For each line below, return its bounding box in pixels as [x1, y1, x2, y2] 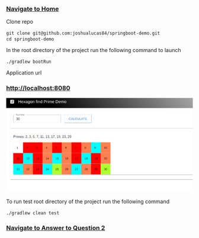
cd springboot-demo [6, 36, 54, 43]
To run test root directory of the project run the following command [6, 198, 170, 205]
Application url [6, 69, 42, 76]
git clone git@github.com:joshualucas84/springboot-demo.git [6, 30, 161, 37]
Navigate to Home [6, 5, 59, 13]
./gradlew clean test [6, 210, 60, 216]
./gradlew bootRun [6, 59, 52, 65]
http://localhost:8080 [6, 84, 70, 92]
